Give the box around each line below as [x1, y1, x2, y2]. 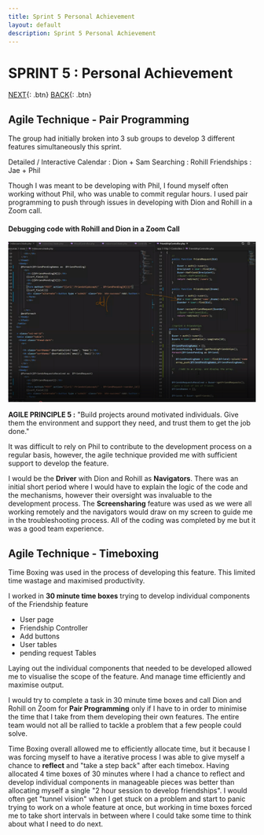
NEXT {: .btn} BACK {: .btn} [8, 90, 92, 100]
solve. [8, 728, 28, 738]
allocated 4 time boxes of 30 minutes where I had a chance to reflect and [8, 769, 245, 778]
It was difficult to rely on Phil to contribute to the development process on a [8, 442, 252, 451]
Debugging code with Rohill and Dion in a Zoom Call [8, 224, 180, 234]
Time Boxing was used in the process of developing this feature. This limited [8, 567, 255, 577]
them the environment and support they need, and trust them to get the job [8, 418, 251, 428]
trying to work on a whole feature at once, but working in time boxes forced [8, 802, 253, 811]
